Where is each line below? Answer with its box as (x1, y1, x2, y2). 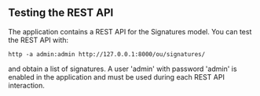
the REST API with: (8, 35, 69, 44)
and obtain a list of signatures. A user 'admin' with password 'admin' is (8, 64, 237, 73)
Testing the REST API (8, 6, 114, 20)
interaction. (8, 80, 46, 90)
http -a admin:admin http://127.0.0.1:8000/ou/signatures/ (8, 50, 206, 58)
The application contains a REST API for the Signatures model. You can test (8, 27, 252, 36)
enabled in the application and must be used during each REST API (8, 72, 225, 81)
